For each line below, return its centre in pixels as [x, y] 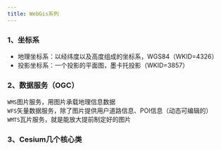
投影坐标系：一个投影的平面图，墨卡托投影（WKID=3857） [103, 65]
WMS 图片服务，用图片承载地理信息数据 [62, 102]
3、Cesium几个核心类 [45, 139]
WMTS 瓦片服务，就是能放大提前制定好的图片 [69, 120]
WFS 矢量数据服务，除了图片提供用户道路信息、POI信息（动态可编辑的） [110, 111]
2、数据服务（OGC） [43, 85]
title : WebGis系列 [33, 14]
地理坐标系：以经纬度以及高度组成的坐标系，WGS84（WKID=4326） [118, 56]
